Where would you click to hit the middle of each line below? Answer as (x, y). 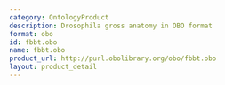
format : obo (31, 34)
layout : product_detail (53, 67)
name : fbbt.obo (37, 50)
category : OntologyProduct (59, 17)
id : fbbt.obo (33, 42)
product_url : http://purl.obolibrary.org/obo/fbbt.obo (113, 58)
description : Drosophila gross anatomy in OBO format (111, 26)
